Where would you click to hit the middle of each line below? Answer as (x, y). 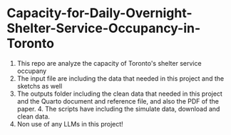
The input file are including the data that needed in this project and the (120, 78)
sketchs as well (40, 86)
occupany (32, 71)
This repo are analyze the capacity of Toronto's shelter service (109, 63)
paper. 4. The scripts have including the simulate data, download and (118, 109)
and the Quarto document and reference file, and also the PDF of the (118, 101)
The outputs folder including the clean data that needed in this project (119, 94)
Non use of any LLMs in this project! (70, 124)
